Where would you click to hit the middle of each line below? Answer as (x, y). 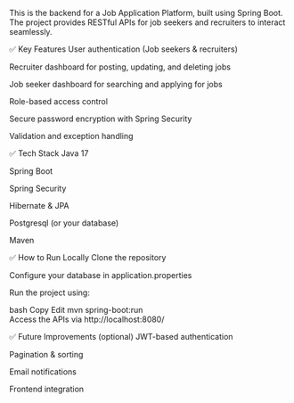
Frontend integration (47, 389)
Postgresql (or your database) (64, 223)
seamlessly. (31, 32)
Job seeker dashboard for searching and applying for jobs (116, 84)
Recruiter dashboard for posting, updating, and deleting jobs (120, 67)
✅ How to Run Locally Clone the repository (88, 257)
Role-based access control (59, 101)
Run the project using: (50, 292)
